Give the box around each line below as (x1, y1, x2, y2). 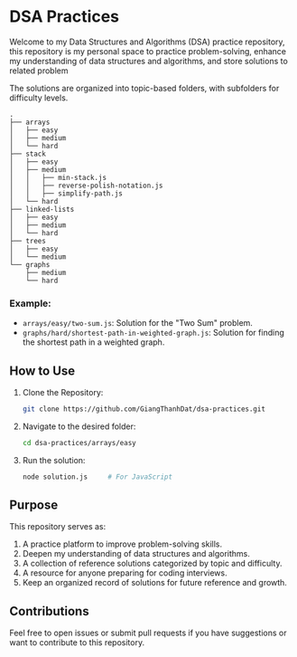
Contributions (9, 604, 89, 619)
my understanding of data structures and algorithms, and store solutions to (9, 55, 289, 66)
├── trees (9, 236, 47, 245)
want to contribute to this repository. (9, 637, 145, 648)
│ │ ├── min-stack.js (9, 173, 107, 182)
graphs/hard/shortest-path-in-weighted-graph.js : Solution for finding (22, 328, 284, 338)
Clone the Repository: (22, 387, 104, 398)
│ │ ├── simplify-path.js (9, 188, 124, 198)
